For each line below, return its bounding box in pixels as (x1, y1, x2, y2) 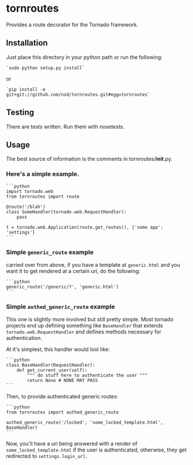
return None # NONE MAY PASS (27, 378, 98, 384)
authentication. (6, 335, 43, 342)
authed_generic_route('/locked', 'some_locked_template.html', (6, 420, 164, 426)
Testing (6, 108, 35, 118)
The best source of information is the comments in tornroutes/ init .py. (6, 156, 173, 163)
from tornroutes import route (6, 194, 80, 199)
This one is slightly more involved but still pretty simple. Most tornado (6, 316, 174, 323)
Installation (6, 38, 48, 48)
